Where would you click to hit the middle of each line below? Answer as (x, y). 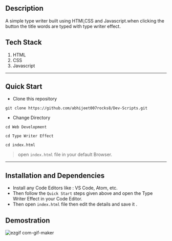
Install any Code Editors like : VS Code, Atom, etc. (65, 188)
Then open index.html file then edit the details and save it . (75, 204)
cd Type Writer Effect (29, 136)
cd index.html (20, 145)
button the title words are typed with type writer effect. (63, 26)
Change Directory (31, 118)
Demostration (28, 220)
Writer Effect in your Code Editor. (48, 199)
